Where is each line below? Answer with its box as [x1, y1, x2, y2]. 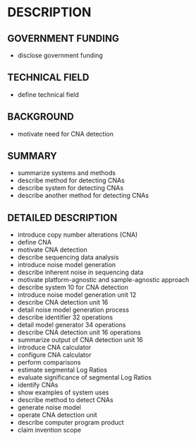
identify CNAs [17, 381, 59, 389]
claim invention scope [17, 425, 82, 435]
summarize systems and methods [17, 169, 116, 177]
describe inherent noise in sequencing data [17, 268, 144, 276]
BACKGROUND [7, 111, 74, 123]
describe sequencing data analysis [17, 253, 119, 261]
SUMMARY [7, 150, 58, 163]
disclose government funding [17, 51, 104, 59]
